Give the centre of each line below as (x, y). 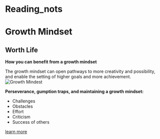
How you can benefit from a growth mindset (51, 62)
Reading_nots (34, 9)
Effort (18, 112)
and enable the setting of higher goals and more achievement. (68, 77)
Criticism (21, 117)
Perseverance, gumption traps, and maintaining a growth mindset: (74, 92)
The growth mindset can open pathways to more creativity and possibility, (80, 71)
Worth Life (22, 50)
